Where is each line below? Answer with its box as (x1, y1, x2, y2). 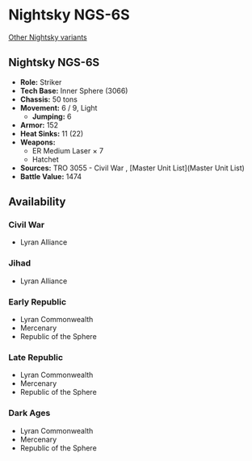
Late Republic (8, 351, 63, 363)
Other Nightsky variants (8, 32, 87, 42)
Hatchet (31, 154, 59, 164)
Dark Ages (8, 408, 51, 419)
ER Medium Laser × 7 (31, 145, 103, 155)
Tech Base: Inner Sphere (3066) (19, 86, 128, 95)
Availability (8, 195, 66, 209)
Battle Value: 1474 (19, 171, 82, 181)
